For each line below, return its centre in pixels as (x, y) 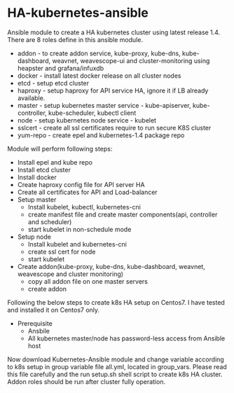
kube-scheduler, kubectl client (92, 113)
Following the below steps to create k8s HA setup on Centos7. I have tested (116, 302)
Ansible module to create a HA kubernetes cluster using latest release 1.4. (114, 32)
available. (31, 98)
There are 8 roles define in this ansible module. (75, 39)
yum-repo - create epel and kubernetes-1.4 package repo (101, 135)
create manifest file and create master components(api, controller (123, 214)
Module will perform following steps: (60, 149)
